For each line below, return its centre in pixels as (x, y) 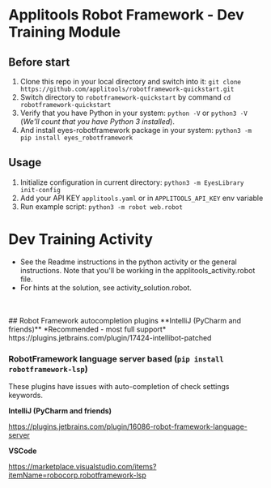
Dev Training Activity (81, 239)
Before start (39, 62)
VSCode (23, 451)
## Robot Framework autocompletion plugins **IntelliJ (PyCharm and (125, 320)
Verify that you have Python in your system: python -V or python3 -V (134, 113)
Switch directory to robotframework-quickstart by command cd (125, 97)
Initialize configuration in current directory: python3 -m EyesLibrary (132, 182)
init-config (40, 190)
